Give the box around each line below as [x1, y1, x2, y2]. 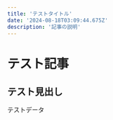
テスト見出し [7, 86, 63, 98]
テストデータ [7, 106, 44, 114]
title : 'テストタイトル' [7, 10, 72, 18]
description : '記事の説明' [7, 23, 81, 30]
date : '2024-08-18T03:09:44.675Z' [7, 17, 109, 24]
